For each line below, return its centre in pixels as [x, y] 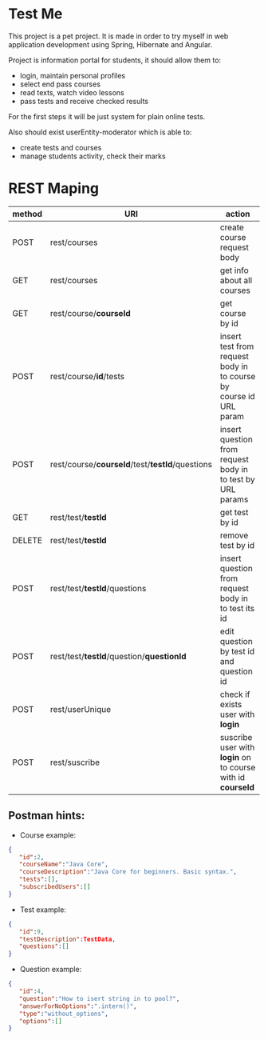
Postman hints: [47, 816]
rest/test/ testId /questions [98, 588]
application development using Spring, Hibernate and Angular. [110, 44]
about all [236, 280]
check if [235, 694]
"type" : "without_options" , [64, 1014]
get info [234, 270]
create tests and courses [61, 147]
